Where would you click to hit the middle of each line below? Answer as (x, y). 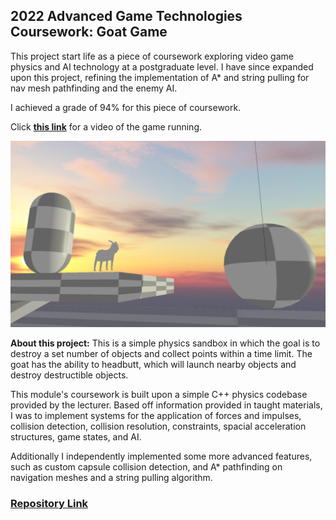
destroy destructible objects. (69, 375)
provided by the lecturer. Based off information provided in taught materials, (166, 405)
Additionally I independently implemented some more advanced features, (161, 456)
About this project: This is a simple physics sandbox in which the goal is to (165, 343)
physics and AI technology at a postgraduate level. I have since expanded (162, 66)
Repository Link (49, 503)
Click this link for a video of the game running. (106, 126)
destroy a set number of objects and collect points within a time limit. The (161, 354)
